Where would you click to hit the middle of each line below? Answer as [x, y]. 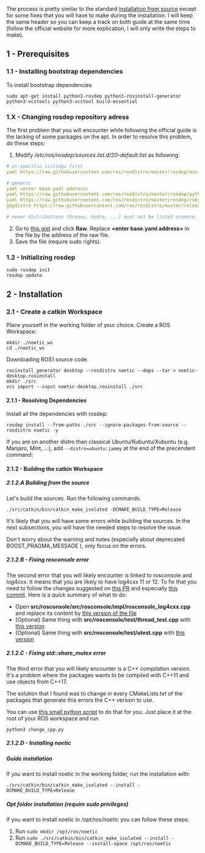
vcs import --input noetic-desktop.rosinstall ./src [75, 386]
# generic [19, 183]
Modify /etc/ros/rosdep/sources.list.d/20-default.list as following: [97, 155]
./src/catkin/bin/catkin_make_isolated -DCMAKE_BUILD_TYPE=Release [94, 509]
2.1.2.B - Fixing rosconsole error [48, 560]
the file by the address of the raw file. [62, 235]
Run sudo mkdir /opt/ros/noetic [56, 831]
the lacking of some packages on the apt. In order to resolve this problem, [99, 137]
